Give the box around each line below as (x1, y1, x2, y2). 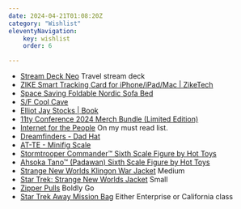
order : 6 (23, 42, 53, 50)
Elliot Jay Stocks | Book (19, 106, 99, 116)
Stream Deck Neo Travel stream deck (19, 71, 146, 81)
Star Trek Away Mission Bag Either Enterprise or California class (19, 192, 233, 202)
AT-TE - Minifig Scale (19, 140, 91, 150)
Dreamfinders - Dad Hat (19, 131, 101, 142)
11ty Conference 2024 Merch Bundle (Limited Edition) (19, 114, 199, 124)
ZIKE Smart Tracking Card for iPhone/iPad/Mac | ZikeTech (19, 80, 214, 90)
